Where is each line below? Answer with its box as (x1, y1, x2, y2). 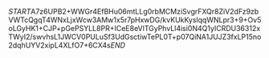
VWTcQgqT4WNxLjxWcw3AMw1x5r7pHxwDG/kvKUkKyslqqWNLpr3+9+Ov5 (8, 15, 262, 25)
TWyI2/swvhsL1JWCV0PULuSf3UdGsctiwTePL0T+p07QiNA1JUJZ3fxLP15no (8, 32, 262, 41)
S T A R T (8, 7, 31, 16)
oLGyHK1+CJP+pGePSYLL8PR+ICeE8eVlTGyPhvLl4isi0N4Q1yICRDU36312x (8, 24, 261, 33)
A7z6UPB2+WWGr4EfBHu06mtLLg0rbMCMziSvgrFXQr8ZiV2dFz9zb (31, 7, 259, 16)
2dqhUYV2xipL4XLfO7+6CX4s (8, 41, 111, 50)
